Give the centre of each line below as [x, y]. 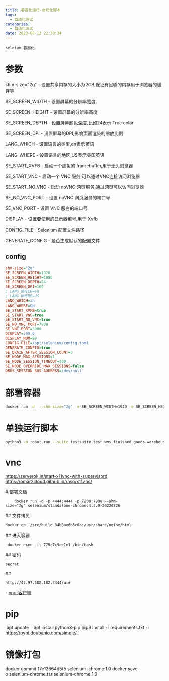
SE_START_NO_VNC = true [28, 320]
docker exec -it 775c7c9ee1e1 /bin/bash [50, 545]
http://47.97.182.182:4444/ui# [38, 583]
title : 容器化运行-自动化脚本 [33, 10]
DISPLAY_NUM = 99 [21, 338]
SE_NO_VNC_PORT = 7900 [27, 324]
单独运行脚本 [32, 428]
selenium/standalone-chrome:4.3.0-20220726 [74, 506]
